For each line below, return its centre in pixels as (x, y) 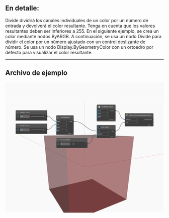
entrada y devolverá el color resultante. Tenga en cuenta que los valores (80, 26)
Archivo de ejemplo (36, 73)
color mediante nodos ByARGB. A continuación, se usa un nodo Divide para (83, 36)
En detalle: (22, 8)
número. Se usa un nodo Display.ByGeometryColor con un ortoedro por (79, 47)
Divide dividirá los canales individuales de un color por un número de (77, 20)
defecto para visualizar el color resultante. (49, 52)
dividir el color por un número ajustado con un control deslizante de (75, 42)
